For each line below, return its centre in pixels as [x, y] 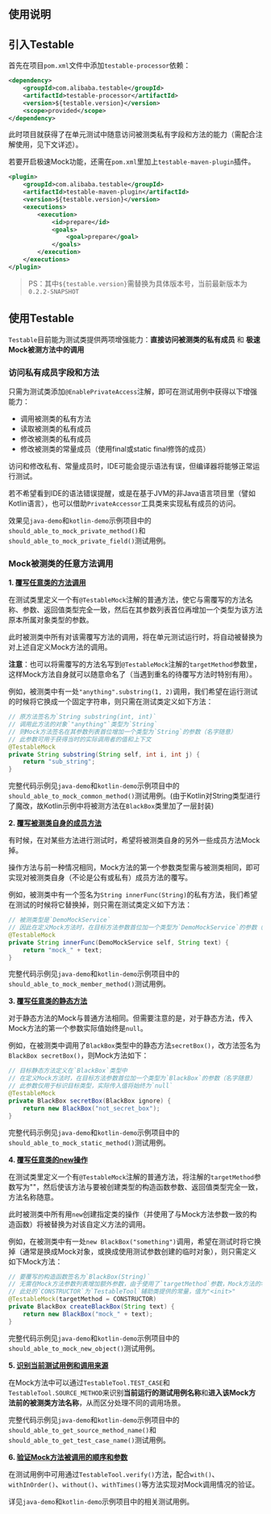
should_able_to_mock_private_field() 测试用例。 [90, 540]
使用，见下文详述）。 [49, 144]
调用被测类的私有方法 [55, 419]
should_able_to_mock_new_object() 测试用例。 [84, 1348]
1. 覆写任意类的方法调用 [47, 582]
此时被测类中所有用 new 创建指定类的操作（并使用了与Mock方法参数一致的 [129, 1214]
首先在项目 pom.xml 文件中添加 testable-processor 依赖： [100, 65]
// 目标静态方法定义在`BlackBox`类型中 [68, 1071]
